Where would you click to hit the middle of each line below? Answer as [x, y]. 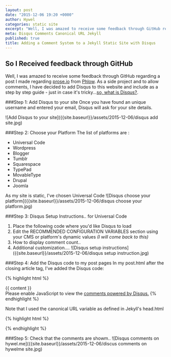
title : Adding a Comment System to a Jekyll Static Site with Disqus [81, 43]
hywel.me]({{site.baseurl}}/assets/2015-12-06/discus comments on [76, 343]
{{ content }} [18, 288]
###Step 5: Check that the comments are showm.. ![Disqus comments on [82, 338]
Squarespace [26, 164]
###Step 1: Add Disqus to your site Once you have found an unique [76, 102]
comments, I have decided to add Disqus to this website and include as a [82, 86]
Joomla [21, 186]
